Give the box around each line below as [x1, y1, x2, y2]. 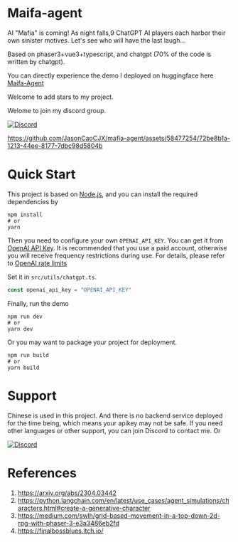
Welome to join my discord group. [7, 106, 107, 115]
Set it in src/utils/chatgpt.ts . [7, 272, 97, 281]
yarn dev [7, 325, 33, 332]
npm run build [7, 351, 50, 358]
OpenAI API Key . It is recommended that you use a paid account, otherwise [7, 243, 227, 252]
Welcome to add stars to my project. [7, 92, 114, 101]
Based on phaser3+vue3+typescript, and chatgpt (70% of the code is [7, 50, 212, 58]
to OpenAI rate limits [7, 258, 67, 267]
